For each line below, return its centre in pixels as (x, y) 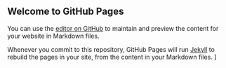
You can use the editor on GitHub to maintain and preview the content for (113, 28)
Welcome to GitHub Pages (66, 12)
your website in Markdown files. (53, 36)
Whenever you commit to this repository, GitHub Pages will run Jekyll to (111, 49)
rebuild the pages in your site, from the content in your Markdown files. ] (112, 57)
